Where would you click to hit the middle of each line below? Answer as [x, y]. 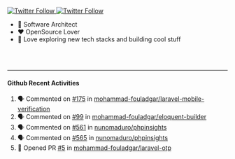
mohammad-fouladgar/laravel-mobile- [149, 99]
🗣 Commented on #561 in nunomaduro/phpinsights [92, 127]
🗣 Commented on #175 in [55, 99]
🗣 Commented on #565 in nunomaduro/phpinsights [93, 138]
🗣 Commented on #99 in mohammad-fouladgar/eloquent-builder [112, 117]
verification [34, 109]
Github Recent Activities [43, 83]
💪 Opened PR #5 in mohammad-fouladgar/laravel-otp [94, 148]
